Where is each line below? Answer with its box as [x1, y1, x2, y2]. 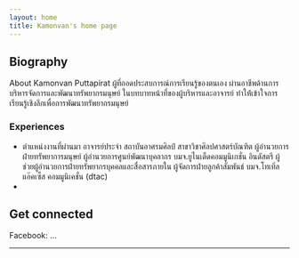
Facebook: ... [9, 230, 58, 241]
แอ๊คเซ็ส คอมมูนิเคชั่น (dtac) [21, 171, 109, 181]
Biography [9, 54, 69, 69]
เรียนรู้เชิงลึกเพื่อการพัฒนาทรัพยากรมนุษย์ [9, 98, 129, 109]
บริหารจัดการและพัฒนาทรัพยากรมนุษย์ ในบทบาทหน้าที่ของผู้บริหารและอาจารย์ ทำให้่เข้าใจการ [9, 88, 279, 99]
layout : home [9, 12, 58, 22]
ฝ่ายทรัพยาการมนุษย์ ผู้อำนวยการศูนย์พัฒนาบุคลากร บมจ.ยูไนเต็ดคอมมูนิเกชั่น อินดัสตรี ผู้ [21, 150, 280, 161]
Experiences [9, 121, 65, 133]
